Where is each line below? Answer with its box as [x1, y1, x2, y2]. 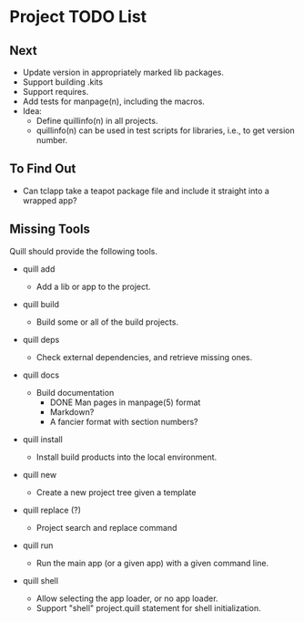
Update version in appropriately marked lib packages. [22, 67, 225, 78]
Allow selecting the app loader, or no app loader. [35, 593, 218, 604]
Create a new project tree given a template [35, 486, 197, 498]
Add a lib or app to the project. [35, 281, 151, 292]
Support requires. [22, 87, 89, 97]
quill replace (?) [22, 504, 82, 515]
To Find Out [9, 161, 76, 177]
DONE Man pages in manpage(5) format [49, 397, 201, 408]
